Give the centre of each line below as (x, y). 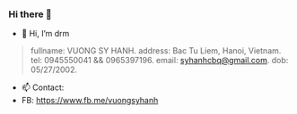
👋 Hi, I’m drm (45, 34)
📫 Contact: (43, 87)
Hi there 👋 (31, 14)
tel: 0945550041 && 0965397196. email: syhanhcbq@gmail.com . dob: (159, 61)
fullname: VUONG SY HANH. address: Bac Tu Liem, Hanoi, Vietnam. (156, 51)
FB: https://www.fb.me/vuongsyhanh (90, 101)
